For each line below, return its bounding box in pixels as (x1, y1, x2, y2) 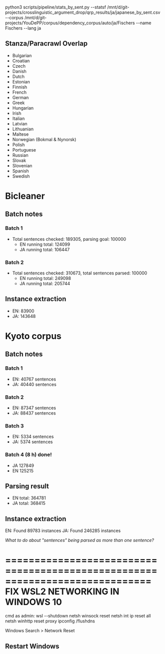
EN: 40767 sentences (12, 376, 56, 382)
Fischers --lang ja (5, 25, 41, 31)
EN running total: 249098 (19, 275, 71, 281)
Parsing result (5, 482, 49, 490)
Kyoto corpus (5, 330, 62, 342)
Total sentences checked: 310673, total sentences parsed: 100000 (12, 270, 148, 276)
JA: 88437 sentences (12, 410, 56, 416)
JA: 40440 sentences (12, 381, 57, 387)
